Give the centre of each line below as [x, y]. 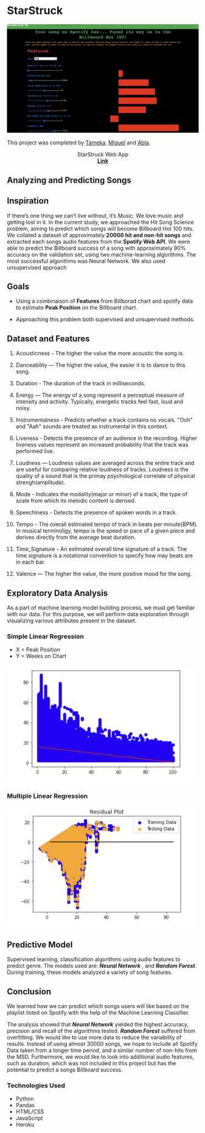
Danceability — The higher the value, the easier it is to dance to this [101, 365]
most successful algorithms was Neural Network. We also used [86, 261]
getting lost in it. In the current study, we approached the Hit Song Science [100, 222]
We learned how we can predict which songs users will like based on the [98, 1006]
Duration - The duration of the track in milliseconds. [80, 383]
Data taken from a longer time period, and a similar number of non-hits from [102, 1050]
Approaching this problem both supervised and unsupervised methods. [105, 319]
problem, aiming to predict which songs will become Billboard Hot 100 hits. [100, 229]
